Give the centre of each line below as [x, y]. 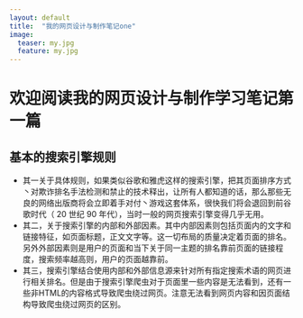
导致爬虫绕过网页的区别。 [78, 304]
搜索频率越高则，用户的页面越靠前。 [106, 259]
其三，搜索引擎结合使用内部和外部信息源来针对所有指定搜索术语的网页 [153, 270]
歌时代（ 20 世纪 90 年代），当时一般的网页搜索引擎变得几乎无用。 [145, 214]
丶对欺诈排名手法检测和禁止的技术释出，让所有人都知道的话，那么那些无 [156, 192]
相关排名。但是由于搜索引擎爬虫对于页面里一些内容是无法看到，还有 [157, 282]
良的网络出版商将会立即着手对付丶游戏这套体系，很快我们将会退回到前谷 [156, 203]
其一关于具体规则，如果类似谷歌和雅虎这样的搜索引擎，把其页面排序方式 [156, 180]
